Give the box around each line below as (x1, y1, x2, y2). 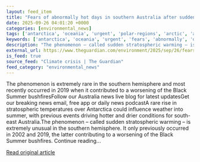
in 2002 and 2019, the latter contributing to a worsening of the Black (6, 131, 174, 138)
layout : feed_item (6, 8, 52, 15)
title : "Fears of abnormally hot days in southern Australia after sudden (6, 14, 196, 20)
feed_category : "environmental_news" (6, 64, 100, 70)
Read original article (6, 149, 55, 156)
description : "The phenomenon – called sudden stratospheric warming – (6, 42, 187, 48)
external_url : (6, 48, 42, 54)
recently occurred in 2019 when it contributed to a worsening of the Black (6, 87, 187, 94)
